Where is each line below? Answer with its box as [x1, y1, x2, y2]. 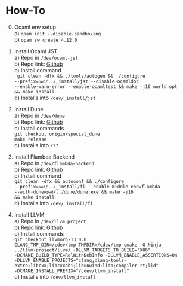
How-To [5, 4, 46, 17]
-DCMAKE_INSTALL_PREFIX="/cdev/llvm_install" [14, 267, 129, 274]
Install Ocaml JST [14, 47, 58, 54]
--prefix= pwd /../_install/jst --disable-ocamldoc [14, 78, 139, 84]
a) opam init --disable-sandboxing [14, 29, 101, 36]
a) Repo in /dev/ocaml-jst [14, 54, 79, 61]
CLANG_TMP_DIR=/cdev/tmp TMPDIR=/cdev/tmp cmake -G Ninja [14, 242, 162, 248]
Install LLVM [14, 211, 45, 218]
